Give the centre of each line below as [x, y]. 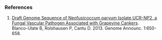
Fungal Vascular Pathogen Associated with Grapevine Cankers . [75, 23]
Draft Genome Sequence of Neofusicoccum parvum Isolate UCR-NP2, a [84, 18]
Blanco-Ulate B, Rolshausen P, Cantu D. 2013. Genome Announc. [77, 28]
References [19, 7]
